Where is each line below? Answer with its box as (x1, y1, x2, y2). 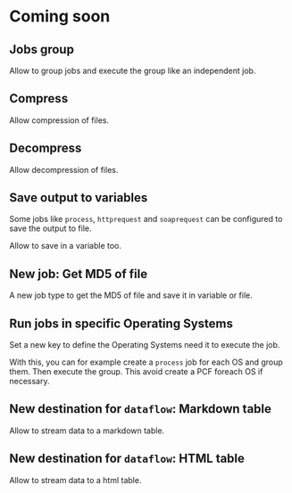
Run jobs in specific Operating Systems (9, 316, 234, 331)
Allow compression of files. (9, 114, 110, 126)
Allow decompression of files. (9, 164, 119, 175)
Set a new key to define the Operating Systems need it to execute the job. (9, 340, 280, 350)
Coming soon (9, 6, 111, 27)
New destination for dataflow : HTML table (9, 451, 246, 466)
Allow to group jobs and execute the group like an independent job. (9, 65, 256, 76)
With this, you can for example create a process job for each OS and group (9, 357, 283, 367)
